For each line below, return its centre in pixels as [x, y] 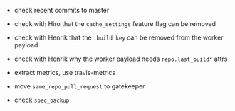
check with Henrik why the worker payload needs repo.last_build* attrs [121, 59]
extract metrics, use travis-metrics [65, 72]
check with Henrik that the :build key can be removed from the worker [119, 37]
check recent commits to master [62, 10]
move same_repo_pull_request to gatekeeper [79, 86]
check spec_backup [42, 100]
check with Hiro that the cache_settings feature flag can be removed [115, 24]
